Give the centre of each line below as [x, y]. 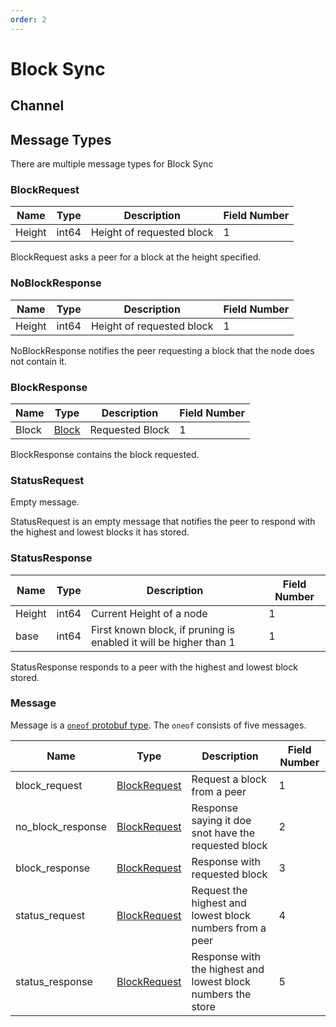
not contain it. [38, 361]
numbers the [221, 994]
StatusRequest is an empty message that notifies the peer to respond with [163, 522]
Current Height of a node [149, 613]
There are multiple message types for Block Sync [112, 164]
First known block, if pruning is [162, 629]
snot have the [223, 833]
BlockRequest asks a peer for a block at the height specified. [136, 257]
